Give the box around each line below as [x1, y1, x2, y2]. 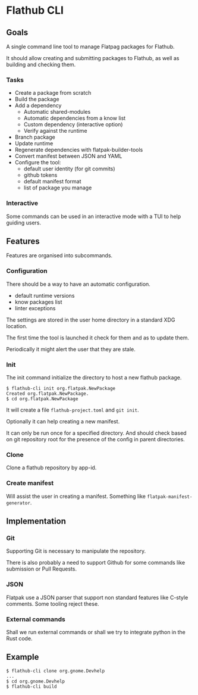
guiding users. [6, 219, 42, 226]
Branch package [14, 133, 55, 141]
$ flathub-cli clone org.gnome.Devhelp [6, 668, 105, 674]
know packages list [14, 298, 62, 306]
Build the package [14, 96, 59, 103]
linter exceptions [14, 304, 56, 311]
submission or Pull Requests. [6, 565, 77, 572]
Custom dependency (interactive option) [23, 121, 123, 128]
